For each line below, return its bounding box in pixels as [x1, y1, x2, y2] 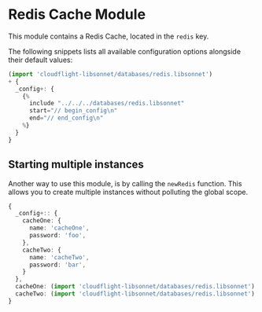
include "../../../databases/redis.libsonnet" [28, 100, 185, 108]
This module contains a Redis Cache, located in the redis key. [8, 31, 209, 41]
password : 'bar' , [28, 261, 87, 269]
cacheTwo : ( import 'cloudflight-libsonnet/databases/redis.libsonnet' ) [15, 290, 256, 298]
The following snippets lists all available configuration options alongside [8, 46, 242, 56]
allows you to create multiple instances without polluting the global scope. [8, 187, 249, 196]
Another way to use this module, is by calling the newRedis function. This [8, 178, 242, 188]
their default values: [8, 55, 73, 64]
